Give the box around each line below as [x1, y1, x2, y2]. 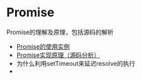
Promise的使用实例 [16, 42, 70, 50]
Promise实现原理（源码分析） [16, 51, 100, 59]
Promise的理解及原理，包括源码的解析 [6, 28, 114, 36]
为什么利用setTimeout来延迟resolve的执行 [16, 59, 135, 67]
